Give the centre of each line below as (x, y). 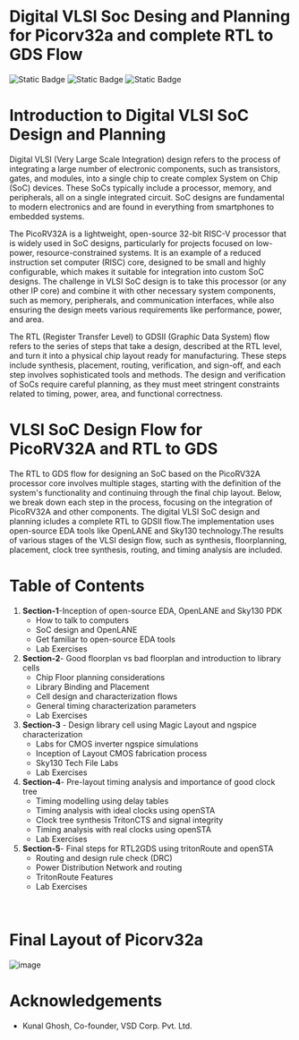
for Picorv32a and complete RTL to (141, 35)
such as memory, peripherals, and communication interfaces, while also (142, 300)
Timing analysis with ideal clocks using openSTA (125, 810)
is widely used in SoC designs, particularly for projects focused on (132, 243)
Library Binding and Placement (92, 686)
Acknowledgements (86, 1001)
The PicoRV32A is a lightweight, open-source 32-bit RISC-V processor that (148, 234)
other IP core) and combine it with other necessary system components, (142, 290)
